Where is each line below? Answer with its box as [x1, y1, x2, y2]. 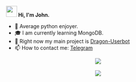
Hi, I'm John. [18, 12, 50, 18]
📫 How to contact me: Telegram [14, 45, 93, 51]
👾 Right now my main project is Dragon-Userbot [14, 38, 130, 45]
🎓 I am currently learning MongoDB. [14, 29, 104, 36]
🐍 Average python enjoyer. [14, 23, 79, 29]
